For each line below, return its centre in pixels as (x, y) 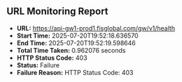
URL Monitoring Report (58, 11)
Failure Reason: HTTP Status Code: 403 (75, 72)
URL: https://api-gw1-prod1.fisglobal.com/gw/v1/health (96, 28)
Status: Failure (38, 65)
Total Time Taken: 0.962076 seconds (71, 50)
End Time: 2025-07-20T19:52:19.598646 (76, 43)
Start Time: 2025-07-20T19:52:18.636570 (77, 35)
